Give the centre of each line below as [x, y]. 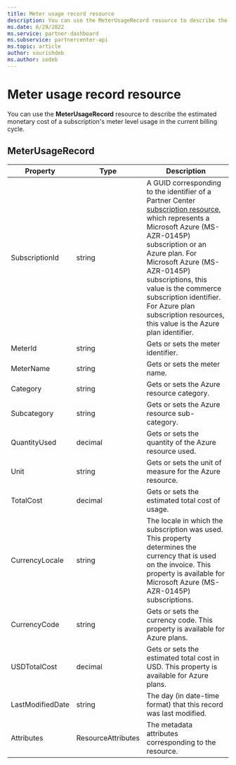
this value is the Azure [183, 323]
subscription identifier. [184, 297]
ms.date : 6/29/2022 [36, 27]
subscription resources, [185, 315]
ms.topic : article [34, 46]
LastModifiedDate [40, 704]
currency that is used [181, 555]
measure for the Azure [184, 471]
